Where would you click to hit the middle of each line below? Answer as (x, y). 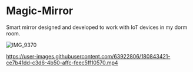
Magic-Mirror (40, 11)
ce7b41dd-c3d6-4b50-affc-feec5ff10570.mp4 (62, 63)
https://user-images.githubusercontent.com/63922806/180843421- (88, 56)
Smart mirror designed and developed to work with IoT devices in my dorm (97, 27)
